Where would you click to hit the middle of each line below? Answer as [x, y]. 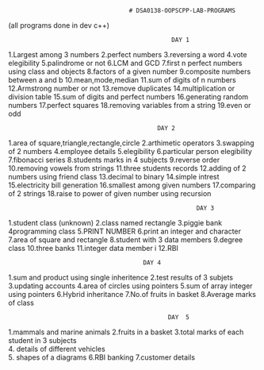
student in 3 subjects [42, 340]
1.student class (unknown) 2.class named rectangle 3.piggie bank [115, 223]
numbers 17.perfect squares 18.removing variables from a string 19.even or [130, 105]
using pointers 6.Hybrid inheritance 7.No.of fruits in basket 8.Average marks [132, 294]
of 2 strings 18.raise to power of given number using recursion [110, 193]
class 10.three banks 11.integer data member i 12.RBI [93, 248]
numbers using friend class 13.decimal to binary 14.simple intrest [114, 177]
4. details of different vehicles [57, 349]
